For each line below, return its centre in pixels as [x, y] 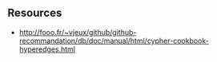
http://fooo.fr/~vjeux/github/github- [78, 32]
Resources [35, 13]
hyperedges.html [47, 49]
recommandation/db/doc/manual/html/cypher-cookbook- [114, 41]
